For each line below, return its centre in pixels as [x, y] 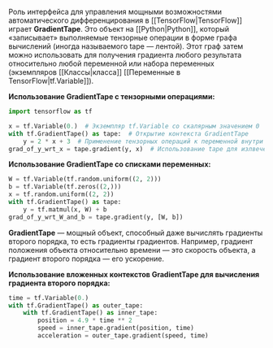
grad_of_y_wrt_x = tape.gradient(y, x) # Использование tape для [123, 149]
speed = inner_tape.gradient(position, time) [116, 328]
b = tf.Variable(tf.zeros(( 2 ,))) [65, 187]
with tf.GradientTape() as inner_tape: [91, 313]
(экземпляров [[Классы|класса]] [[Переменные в [95, 72]
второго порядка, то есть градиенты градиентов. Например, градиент [131, 241]
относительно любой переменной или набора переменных [112, 63]
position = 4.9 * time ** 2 [85, 320]
